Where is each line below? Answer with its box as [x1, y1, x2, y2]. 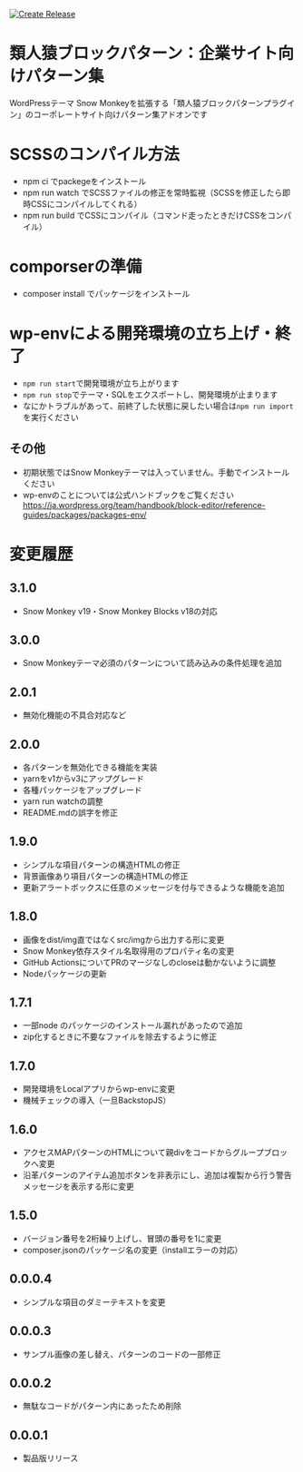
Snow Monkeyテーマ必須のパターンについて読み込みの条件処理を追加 [22, 658, 282, 669]
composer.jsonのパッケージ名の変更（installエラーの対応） [22, 1244, 243, 1255]
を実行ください [22, 411, 79, 422]
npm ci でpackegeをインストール [22, 175, 147, 186]
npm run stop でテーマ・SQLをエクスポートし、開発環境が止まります [22, 388, 279, 399]
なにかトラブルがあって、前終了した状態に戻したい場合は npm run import [22, 400, 294, 411]
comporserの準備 [9, 257, 142, 277]
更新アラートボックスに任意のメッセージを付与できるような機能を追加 [22, 881, 285, 893]
